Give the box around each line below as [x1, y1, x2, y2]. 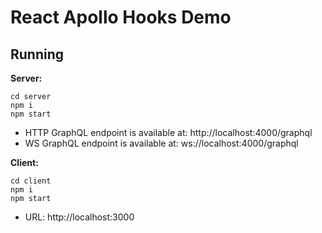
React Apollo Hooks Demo [10, 6, 232, 29]
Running [10, 46, 65, 63]
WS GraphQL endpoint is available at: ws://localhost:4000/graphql [24, 137, 299, 149]
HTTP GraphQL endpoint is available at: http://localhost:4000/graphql [24, 127, 313, 138]
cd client [10, 176, 52, 186]
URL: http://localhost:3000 [24, 211, 135, 223]
